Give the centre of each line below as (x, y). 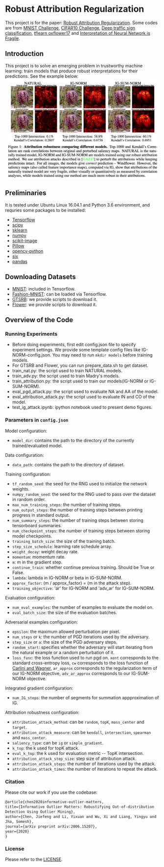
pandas (20, 261)
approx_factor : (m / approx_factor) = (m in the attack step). (72, 583)
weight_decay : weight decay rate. (45, 551)
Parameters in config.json (37, 420)
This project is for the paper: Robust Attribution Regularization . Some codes (81, 23)
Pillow (18, 246)
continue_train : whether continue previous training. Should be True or (83, 567)
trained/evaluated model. (37, 446)
